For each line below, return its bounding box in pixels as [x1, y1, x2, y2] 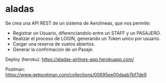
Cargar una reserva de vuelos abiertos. [12, 40, 96, 47]
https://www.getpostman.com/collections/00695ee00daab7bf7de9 [5, 71, 147, 77]
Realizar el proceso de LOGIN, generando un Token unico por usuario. [12, 35, 160, 42]
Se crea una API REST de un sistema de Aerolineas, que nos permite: [5, 20, 151, 26]
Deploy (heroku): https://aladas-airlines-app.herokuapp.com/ [5, 56, 134, 62]
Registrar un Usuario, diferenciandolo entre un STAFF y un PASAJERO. [12, 30, 161, 36]
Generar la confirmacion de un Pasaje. [12, 46, 94, 52]
